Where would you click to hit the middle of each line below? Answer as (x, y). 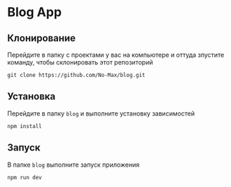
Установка (31, 96)
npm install (24, 126)
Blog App (34, 12)
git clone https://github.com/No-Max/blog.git (76, 75)
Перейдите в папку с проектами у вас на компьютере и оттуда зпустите (116, 55)
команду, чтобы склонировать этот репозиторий (80, 62)
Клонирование (41, 38)
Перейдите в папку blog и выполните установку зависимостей (101, 113)
